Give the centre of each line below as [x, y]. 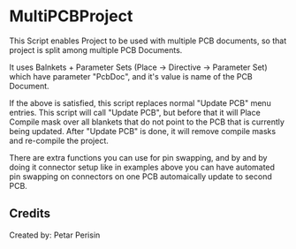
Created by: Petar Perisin [55, 235]
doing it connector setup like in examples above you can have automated [142, 167]
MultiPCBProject [71, 16]
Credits [30, 214]
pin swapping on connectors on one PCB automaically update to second [140, 176]
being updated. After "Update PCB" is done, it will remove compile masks [143, 131]
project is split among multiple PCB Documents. [96, 49]
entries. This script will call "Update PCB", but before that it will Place [135, 112]
